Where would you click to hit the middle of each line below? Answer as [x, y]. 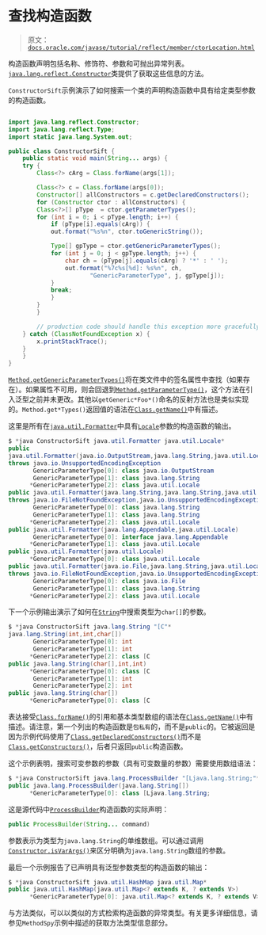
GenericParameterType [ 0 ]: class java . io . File [109, 581]
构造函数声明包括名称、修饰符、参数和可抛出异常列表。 [98, 63]
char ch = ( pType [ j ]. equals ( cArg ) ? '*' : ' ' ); [146, 261]
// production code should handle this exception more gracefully [148, 326]
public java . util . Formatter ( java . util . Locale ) [86, 551]
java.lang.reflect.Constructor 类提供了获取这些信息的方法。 [108, 73]
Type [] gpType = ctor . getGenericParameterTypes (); [136, 246]
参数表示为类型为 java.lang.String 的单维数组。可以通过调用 [106, 840]
